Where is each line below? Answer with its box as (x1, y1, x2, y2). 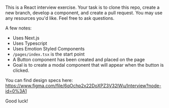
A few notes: (5, 25, 32, 31)
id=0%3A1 (5, 88, 27, 94)
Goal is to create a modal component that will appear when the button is (12, 62, 164, 68)
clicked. (12, 67, 30, 73)
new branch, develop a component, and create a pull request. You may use (5, 10, 163, 16)
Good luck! (5, 98, 29, 104)
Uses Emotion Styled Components (12, 46, 85, 51)
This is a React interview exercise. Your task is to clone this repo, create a (5, 5, 160, 10)
